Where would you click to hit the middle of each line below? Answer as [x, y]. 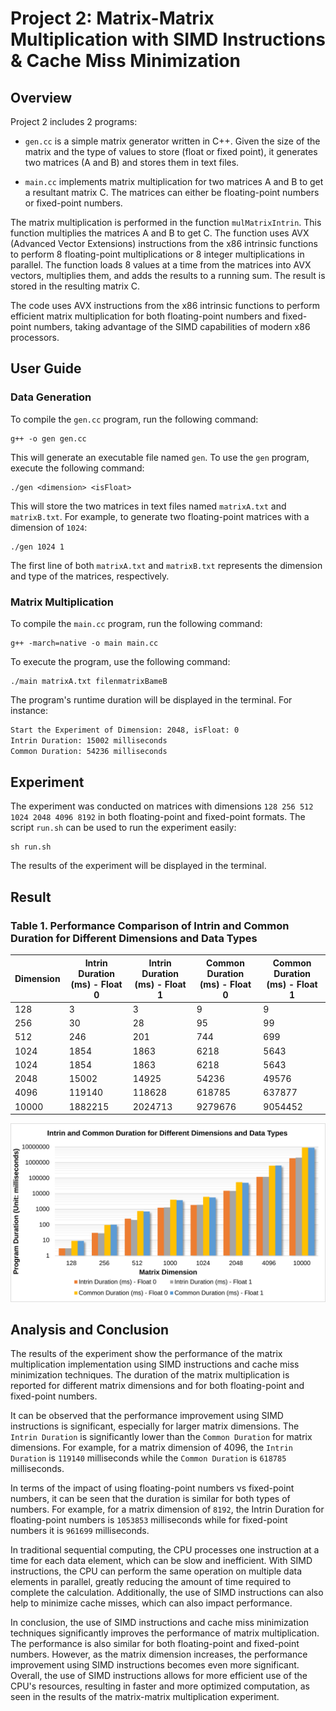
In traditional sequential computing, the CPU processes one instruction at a [165, 1550]
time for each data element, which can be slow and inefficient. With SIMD [161, 1561]
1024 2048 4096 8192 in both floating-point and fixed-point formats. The [158, 817]
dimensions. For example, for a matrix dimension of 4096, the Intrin [151, 1448]
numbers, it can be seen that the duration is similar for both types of [150, 1499]
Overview [41, 97]
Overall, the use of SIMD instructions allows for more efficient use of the [159, 1676]
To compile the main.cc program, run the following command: [136, 623]
